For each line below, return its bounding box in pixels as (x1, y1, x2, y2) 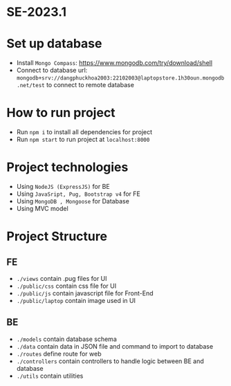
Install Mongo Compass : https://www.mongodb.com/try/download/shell (16, 59, 212, 67)
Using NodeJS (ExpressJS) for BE (16, 183, 110, 190)
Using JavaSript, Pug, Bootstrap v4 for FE (16, 190, 141, 198)
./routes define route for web (16, 349, 102, 358)
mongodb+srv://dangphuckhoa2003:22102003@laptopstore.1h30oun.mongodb (16, 75, 225, 82)
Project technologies (6, 160, 129, 175)
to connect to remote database (46, 81, 134, 89)
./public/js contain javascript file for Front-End (16, 289, 154, 297)
